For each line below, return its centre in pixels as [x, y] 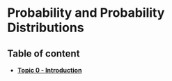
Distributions [46, 28]
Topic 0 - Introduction [49, 70]
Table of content [44, 53]
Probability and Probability [86, 13]
